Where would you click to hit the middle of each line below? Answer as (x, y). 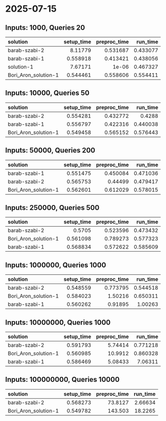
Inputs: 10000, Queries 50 (47, 93)
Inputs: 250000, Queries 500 (52, 208)
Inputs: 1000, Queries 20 (45, 28)
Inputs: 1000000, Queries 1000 (56, 265)
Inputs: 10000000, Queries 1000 (58, 322)
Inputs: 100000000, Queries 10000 (63, 380)
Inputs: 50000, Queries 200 (50, 150)
